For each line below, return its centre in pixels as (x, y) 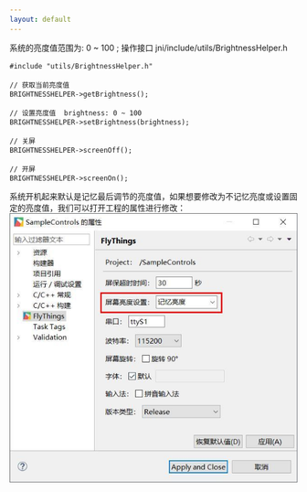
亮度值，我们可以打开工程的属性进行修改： (105, 208)
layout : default (40, 19)
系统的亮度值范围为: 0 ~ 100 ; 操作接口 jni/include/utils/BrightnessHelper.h (148, 48)
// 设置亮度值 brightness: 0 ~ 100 (76, 113)
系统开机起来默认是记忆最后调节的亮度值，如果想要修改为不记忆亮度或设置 (149, 196)
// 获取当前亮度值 (40, 85)
